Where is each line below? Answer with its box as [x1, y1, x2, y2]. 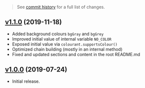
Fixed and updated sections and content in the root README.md [12, 51, 140, 57]
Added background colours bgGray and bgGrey [12, 31, 104, 37]
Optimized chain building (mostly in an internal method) [12, 46, 123, 52]
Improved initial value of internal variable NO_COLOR [12, 36, 112, 42]
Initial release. [12, 78, 40, 84]
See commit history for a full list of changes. [16, 4, 105, 10]
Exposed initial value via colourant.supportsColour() [12, 41, 117, 47]
